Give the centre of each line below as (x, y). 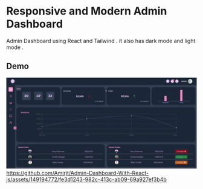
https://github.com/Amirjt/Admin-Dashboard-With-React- (78, 173)
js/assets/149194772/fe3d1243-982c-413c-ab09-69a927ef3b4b (87, 179)
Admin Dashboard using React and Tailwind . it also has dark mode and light (101, 41)
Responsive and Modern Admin (87, 11)
